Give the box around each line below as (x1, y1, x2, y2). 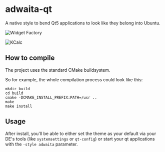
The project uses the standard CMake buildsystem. (5, 67, 110, 73)
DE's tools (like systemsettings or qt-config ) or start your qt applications (5, 136, 155, 142)
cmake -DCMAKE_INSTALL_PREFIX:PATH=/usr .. (5, 95, 97, 100)
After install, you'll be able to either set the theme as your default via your (5, 131, 156, 137)
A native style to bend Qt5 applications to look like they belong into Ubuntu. (5, 20, 161, 26)
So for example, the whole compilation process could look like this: (5, 76, 143, 83)
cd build (5, 91, 23, 96)
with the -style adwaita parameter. (5, 141, 78, 147)
